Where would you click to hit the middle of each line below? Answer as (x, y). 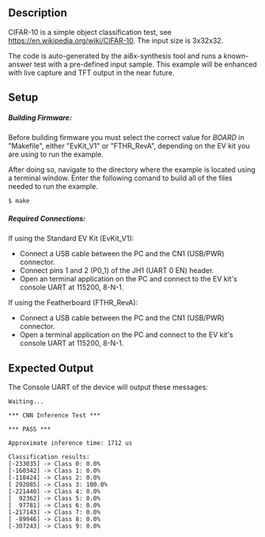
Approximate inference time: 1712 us (70, 443)
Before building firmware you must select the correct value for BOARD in (127, 138)
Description (38, 13)
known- (236, 55)
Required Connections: (47, 218)
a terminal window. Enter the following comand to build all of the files (121, 178)
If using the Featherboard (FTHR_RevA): (73, 303)
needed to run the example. (53, 187)
